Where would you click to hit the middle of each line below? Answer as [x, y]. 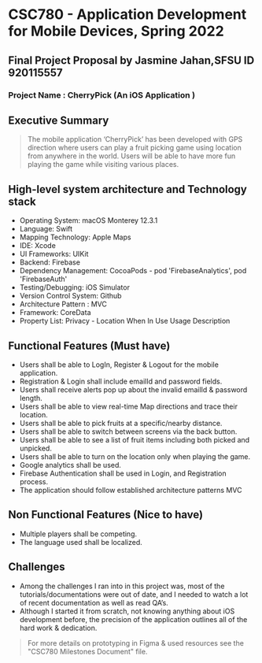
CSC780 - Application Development [127, 15]
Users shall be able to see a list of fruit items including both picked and [135, 439]
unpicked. [36, 448]
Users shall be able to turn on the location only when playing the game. [135, 456]
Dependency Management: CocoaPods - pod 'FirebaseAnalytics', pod [133, 271]
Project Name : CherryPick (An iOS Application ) [101, 94]
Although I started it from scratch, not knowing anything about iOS [127, 611]
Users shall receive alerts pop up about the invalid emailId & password [133, 389]
